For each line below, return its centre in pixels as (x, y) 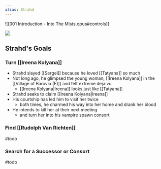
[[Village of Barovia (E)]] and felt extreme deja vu (62, 84)
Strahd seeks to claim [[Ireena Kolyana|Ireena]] (60, 94)
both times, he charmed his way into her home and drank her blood (88, 104)
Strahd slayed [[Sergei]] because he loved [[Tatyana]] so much (76, 73)
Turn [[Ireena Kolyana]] (33, 62)
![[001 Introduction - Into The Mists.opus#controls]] (57, 24)
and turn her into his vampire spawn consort (64, 115)
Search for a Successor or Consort (48, 151)
